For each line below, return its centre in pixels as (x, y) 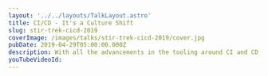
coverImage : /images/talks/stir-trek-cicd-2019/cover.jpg (106, 38)
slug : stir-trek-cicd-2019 (53, 30)
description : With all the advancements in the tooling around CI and (128, 52)
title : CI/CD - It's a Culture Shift (71, 23)
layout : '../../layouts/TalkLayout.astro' (80, 15)
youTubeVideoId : (35, 60)
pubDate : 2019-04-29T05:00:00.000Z (67, 45)
